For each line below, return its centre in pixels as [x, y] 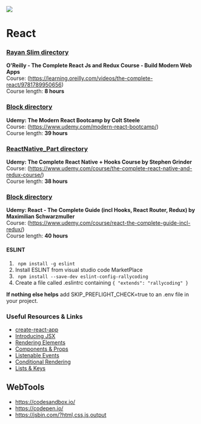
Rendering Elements [40, 342]
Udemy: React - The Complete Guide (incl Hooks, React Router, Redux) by [101, 210]
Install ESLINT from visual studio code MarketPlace [79, 270]
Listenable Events [37, 355]
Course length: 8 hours [35, 91]
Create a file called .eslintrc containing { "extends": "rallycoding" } [102, 282]
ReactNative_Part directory [47, 148]
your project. [22, 300]
